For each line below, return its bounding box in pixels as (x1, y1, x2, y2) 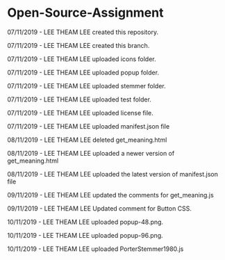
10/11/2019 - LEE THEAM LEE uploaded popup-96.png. (7, 231, 163, 239)
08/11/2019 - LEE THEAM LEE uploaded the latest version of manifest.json (7, 170, 219, 178)
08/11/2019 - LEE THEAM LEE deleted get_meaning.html (7, 136, 167, 144)
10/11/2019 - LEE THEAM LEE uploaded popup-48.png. (7, 218, 164, 226)
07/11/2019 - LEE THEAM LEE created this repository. (7, 28, 158, 36)
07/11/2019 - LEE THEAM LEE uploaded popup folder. (7, 68, 160, 76)
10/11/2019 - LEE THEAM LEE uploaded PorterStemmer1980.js (7, 245, 184, 253)
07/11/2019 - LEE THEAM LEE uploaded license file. (7, 108, 154, 117)
